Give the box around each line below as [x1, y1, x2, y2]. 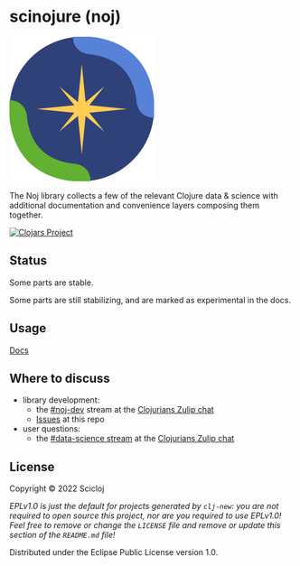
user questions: [22, 423, 81, 434]
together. [9, 209, 43, 220]
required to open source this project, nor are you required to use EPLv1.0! [9, 510, 282, 521]
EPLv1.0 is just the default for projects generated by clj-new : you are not [9, 501, 279, 512]
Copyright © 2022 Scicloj [9, 483, 105, 494]
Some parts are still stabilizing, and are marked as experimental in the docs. [9, 294, 292, 305]
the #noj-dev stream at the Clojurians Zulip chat [35, 404, 214, 415]
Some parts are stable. [9, 277, 94, 288]
